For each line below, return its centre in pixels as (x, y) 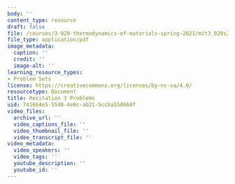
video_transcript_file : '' (53, 137)
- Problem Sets (29, 79)
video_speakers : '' (42, 150)
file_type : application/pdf (48, 40)
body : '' (20, 14)
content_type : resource (42, 20)
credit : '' (29, 59)
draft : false (26, 27)
